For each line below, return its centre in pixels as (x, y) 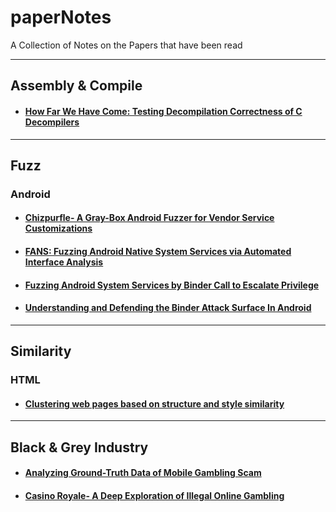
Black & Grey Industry (79, 447)
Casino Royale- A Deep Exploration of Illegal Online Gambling (154, 495)
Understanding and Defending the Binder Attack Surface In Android (168, 308)
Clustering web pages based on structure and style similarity (154, 403)
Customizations (58, 228)
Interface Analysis (64, 262)
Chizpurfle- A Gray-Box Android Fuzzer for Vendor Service (149, 218)
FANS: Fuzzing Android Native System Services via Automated (158, 252)
